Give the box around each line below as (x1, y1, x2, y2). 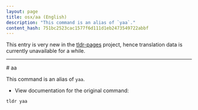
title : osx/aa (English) (6, 14, 67, 20)
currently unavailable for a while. (6, 48, 85, 55)
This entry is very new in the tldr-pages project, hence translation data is (6, 41, 183, 48)
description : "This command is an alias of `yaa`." (6, 19, 136, 25)
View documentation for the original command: (14, 87, 129, 94)
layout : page (6, 8, 38, 15)
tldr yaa (6, 98, 28, 105)
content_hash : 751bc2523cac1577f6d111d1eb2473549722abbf (6, 25, 149, 31)
